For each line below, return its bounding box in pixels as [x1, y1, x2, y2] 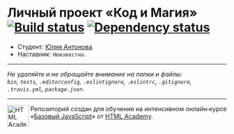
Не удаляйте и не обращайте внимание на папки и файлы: [7, 69, 182, 78]
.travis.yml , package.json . [7, 85, 85, 93]
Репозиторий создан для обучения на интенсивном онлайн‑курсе [30, 104, 227, 112]
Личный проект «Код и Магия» [7, 5, 198, 21]
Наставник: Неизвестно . [17, 50, 86, 58]
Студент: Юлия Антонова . [17, 42, 94, 51]
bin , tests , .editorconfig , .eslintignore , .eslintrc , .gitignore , [7, 77, 192, 85]
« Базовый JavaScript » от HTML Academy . [30, 112, 153, 120]
